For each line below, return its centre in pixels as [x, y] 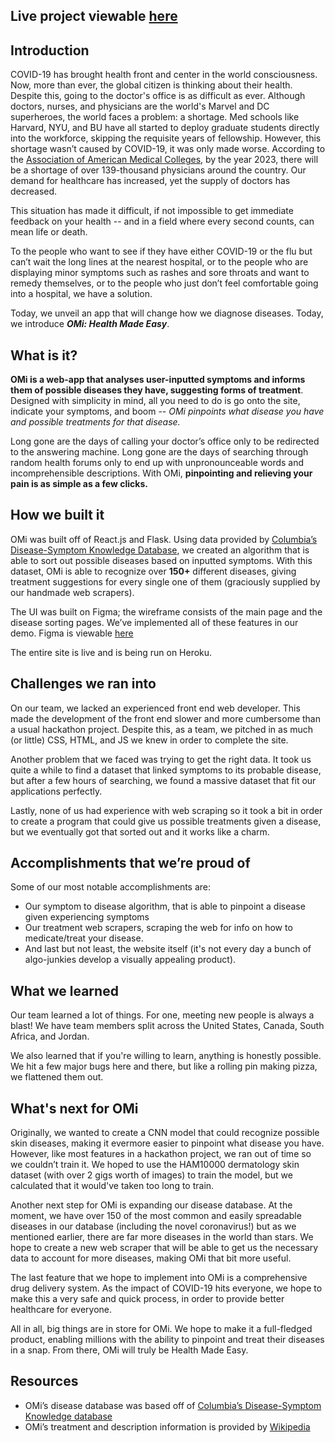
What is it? [44, 355]
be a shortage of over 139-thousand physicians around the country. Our [158, 170]
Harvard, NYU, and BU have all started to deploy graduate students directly [165, 128]
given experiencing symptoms [87, 917]
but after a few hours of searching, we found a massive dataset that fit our [163, 780]
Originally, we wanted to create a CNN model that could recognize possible [165, 1133]
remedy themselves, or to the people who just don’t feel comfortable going [164, 283]
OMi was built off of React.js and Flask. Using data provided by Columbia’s [164, 539]
